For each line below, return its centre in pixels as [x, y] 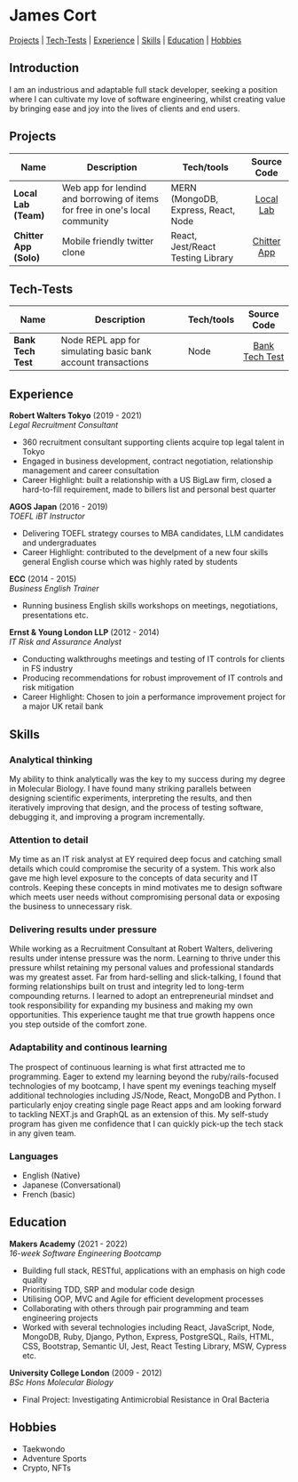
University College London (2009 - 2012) [86, 1373]
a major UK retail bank [63, 706]
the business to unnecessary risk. [71, 906]
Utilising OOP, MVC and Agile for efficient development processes [143, 1299]
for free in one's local [106, 210]
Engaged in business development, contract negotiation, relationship [147, 461]
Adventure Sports [54, 1458]
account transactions [105, 363]
